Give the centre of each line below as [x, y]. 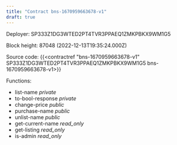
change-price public [40, 104]
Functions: [19, 81]
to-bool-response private [45, 98]
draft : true [21, 17]
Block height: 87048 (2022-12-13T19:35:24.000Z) [67, 45]
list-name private [35, 92]
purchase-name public [42, 111]
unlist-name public [37, 117]
